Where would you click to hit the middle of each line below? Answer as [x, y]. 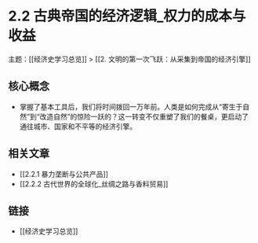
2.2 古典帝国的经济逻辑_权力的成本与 [127, 16]
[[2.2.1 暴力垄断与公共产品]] [64, 174]
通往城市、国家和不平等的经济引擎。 [78, 126]
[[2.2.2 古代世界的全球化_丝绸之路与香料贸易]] [94, 184]
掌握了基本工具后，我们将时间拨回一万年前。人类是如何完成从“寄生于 [131, 106]
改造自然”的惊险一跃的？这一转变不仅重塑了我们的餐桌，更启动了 [144, 116]
